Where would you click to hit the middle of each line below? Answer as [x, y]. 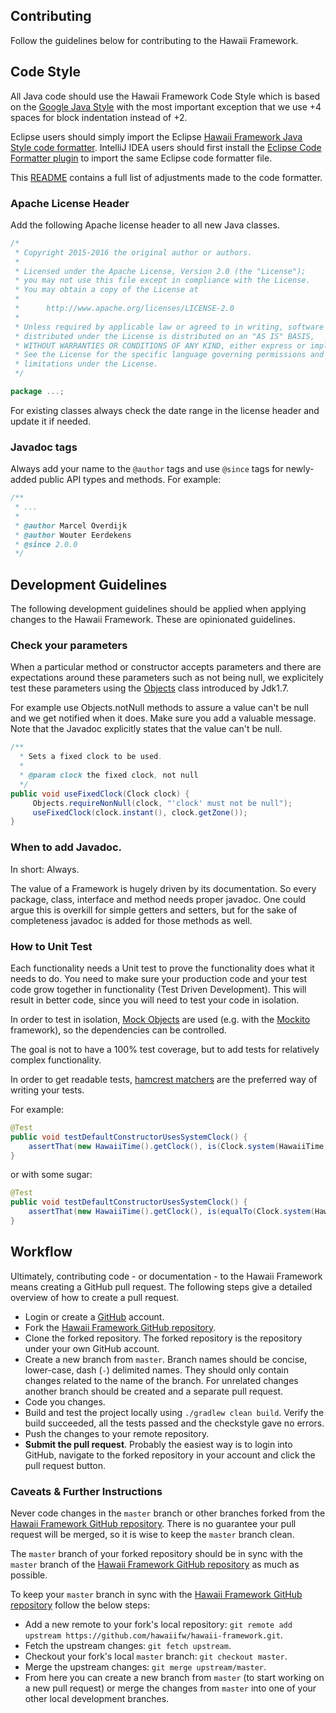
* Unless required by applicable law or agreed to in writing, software [169, 327]
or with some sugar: [51, 1175]
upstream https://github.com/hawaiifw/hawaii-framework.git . [153, 1635]
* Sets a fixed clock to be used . [91, 757]
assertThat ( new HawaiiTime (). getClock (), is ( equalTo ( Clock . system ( [171, 1212]
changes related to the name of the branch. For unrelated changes [161, 1380]
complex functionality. [56, 1060]
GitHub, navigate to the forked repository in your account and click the [170, 1455]
